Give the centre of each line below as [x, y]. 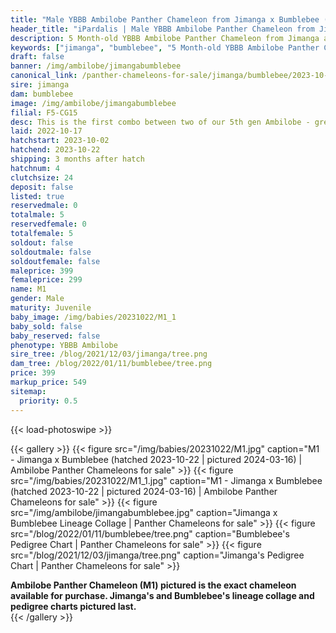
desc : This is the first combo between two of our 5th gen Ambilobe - [160, 122]
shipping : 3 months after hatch [77, 159]
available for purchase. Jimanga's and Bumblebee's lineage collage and [162, 595]
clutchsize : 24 [42, 177]
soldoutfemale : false [55, 261]
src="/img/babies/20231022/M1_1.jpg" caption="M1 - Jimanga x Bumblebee [166, 480]
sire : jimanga [40, 85]
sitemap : [28, 391]
